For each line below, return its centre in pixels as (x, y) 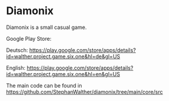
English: (16, 68)
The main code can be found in (44, 85)
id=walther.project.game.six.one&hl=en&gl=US (63, 74)
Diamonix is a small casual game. (46, 27)
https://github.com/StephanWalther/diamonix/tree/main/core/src (84, 92)
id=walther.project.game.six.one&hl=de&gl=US (63, 56)
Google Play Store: (29, 38)
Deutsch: (17, 50)
